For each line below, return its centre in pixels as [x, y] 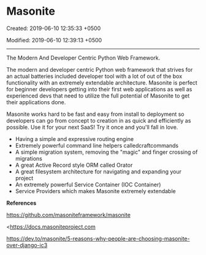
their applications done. [36, 102]
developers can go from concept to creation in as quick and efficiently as [99, 120]
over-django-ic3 [27, 245]
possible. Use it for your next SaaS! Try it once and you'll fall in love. [92, 127]
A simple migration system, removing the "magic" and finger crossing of [106, 152]
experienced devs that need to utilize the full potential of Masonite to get [98, 96]
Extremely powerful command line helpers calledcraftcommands [97, 145]
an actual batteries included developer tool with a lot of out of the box [94, 76]
